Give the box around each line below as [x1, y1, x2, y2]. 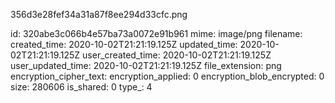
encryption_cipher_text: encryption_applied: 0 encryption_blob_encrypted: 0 [10, 70, 325, 82]
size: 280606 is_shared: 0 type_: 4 [10, 81, 153, 93]
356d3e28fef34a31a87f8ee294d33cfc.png [10, 9, 188, 20]
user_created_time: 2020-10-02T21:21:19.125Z [82, 49, 272, 61]
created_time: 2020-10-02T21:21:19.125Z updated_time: [10, 39, 238, 50]
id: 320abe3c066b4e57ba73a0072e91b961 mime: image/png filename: [10, 28, 303, 39]
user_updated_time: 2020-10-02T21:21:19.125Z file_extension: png [10, 60, 282, 71]
